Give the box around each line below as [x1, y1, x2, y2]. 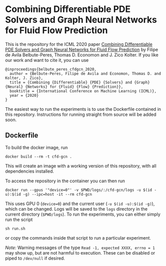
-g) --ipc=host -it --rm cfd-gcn [23, 192, 92, 197]
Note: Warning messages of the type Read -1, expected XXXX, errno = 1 [5, 245, 155, 251]
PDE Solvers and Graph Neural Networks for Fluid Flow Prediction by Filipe [5, 46, 158, 52]
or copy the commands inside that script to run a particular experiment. [5, 235, 152, 241]
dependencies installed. [5, 168, 54, 174]
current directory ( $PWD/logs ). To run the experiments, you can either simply [5, 211, 161, 217]
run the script [5, 216, 33, 223]
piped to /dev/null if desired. [5, 255, 66, 261]
